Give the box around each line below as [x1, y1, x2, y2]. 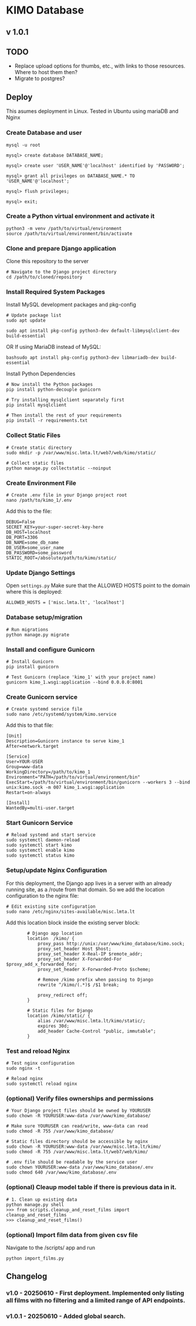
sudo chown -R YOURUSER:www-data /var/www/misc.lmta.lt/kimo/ [6, 1144, 161, 1150]
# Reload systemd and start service [6, 832, 96, 838]
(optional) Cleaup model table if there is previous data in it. [6, 1183, 177, 1191]
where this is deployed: [6, 588, 63, 595]
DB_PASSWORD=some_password [6, 549, 72, 556]
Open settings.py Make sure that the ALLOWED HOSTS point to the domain [6, 582, 190, 589]
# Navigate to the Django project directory [6, 269, 117, 275]
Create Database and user [6, 129, 82, 137]
